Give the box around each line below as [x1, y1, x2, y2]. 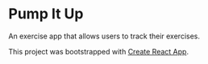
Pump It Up [8, 5, 84, 23]
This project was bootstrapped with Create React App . [8, 46, 189, 56]
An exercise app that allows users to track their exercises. [8, 31, 200, 41]
